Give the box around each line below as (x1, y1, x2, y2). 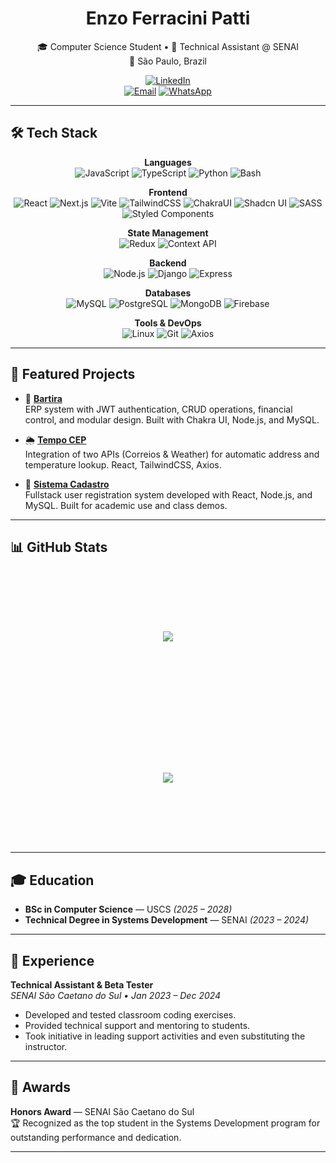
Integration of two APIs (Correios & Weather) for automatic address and (24, 448, 320, 460)
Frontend (148, 186, 188, 198)
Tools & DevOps (134, 317, 202, 329)
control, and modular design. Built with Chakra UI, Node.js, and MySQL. (24, 413, 320, 426)
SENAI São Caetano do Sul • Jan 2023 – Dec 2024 (10, 990, 222, 1001)
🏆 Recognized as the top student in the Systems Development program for (10, 1117, 321, 1129)
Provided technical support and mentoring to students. (24, 1020, 251, 1031)
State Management (127, 227, 209, 239)
